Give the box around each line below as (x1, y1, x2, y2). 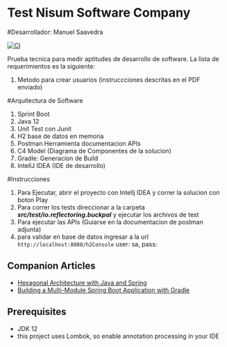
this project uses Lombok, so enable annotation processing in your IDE (17, 332, 220, 340)
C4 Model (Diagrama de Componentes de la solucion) (17, 146, 171, 155)
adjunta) (17, 225, 42, 233)
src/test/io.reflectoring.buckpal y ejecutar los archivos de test (17, 210, 199, 219)
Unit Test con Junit (17, 124, 72, 133)
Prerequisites (7, 306, 67, 318)
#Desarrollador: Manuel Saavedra (7, 28, 103, 36)
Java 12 (17, 117, 40, 126)
